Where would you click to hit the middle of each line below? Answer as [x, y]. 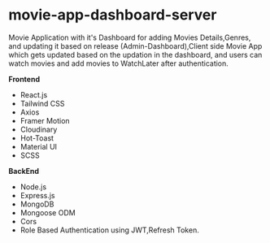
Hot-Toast [37, 138]
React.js [34, 94]
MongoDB [37, 204]
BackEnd [24, 171]
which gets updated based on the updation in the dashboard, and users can [135, 54]
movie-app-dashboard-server [113, 15]
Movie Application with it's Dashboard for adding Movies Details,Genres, [130, 37]
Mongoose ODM [48, 212]
